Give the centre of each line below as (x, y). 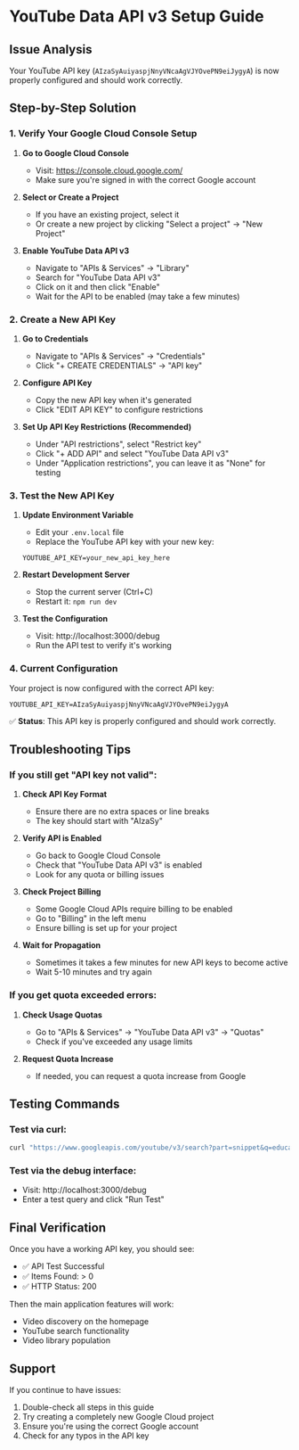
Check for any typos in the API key (85, 1436)
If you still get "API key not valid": (83, 775)
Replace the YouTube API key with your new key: (125, 542)
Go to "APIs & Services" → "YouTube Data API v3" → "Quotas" (149, 1032)
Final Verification (58, 1228)
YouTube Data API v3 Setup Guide (137, 16)
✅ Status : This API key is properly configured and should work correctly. (143, 721)
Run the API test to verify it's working (103, 646)
